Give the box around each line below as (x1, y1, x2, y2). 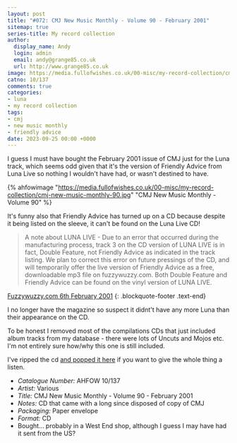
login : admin (13, 50, 52, 57)
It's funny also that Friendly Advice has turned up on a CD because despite (7, 212, 226, 220)
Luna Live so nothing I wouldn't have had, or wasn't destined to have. (7, 170, 209, 178)
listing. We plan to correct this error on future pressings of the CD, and (24, 256, 230, 264)
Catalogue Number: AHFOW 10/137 (17, 377, 121, 385)
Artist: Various (17, 384, 59, 393)
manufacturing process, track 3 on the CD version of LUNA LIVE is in (24, 241, 225, 249)
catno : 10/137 (7, 76, 49, 83)
